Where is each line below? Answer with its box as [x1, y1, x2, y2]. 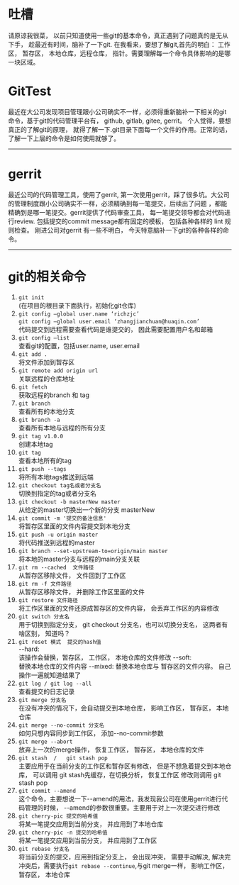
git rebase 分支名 [18, 845, 70, 852]
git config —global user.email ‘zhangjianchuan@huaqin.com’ [18, 318, 200, 325]
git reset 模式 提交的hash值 [18, 638, 101, 645]
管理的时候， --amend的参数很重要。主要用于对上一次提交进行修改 [24, 803, 221, 812]
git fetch [18, 384, 48, 391]
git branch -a [18, 416, 60, 423]
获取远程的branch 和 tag [18, 391, 90, 399]
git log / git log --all [18, 680, 92, 687]
